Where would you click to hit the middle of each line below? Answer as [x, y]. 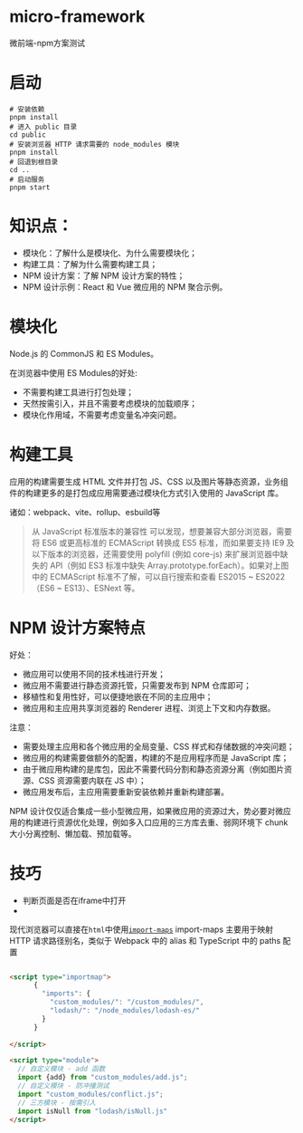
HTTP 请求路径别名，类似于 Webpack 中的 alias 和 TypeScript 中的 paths [145, 940]
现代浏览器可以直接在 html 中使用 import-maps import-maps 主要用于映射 [142, 929]
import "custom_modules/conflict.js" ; [91, 1094]
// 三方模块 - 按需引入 [57, 1102]
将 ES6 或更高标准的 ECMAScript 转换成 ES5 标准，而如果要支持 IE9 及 [163, 542]
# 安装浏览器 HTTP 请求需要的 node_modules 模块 [95, 144]
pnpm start [30, 187]
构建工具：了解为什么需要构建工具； [90, 264]
